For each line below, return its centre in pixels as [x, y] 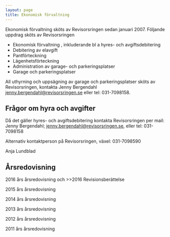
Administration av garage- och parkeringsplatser [64, 66]
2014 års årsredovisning [31, 199]
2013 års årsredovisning [31, 209]
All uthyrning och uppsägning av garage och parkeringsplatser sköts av [80, 82]
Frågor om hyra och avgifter [51, 108]
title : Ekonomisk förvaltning [38, 15]
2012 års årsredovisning [31, 219]
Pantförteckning [30, 55]
